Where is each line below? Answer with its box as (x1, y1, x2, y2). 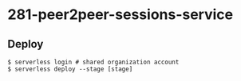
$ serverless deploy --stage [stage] (7, 65, 133, 73)
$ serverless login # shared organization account (7, 58, 180, 66)
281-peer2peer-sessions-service (7, 6, 233, 24)
